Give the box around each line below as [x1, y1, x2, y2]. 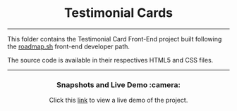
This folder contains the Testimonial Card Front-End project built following [7, 34, 222, 43]
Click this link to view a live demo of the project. [49, 96, 188, 105]
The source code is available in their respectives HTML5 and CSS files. [7, 55, 214, 64]
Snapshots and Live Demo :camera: [56, 79, 181, 89]
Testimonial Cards [64, 5, 173, 21]
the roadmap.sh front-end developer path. [7, 42, 130, 51]
